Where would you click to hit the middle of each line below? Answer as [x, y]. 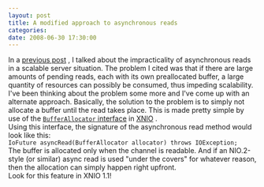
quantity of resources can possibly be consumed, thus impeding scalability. [131, 85]
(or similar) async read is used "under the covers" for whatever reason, [141, 159]
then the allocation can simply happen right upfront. [93, 167]
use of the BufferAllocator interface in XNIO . [83, 118]
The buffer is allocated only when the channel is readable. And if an [118, 151]
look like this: [30, 136]
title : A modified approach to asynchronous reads [93, 23]
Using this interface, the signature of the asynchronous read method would [130, 127]
